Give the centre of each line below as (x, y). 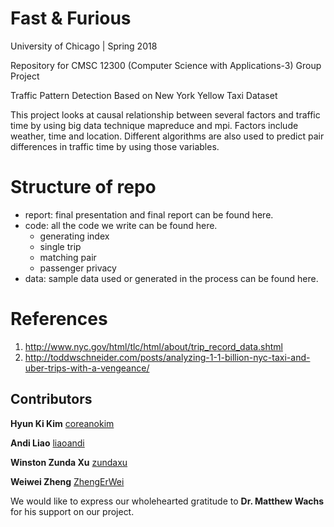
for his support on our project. (72, 511)
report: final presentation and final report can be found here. (149, 214)
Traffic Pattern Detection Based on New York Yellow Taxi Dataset (144, 95)
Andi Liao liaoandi (47, 443)
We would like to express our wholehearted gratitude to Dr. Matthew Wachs (167, 501)
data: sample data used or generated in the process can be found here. (171, 278)
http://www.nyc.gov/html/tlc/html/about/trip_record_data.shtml (153, 346)
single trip (60, 246)
